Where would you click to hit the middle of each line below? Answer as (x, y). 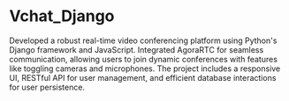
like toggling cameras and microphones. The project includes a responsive (145, 69)
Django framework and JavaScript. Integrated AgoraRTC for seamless (137, 49)
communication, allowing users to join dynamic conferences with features (144, 59)
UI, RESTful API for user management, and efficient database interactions (143, 77)
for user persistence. (47, 87)
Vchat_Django (62, 16)
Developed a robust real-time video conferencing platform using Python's (143, 40)
